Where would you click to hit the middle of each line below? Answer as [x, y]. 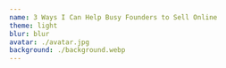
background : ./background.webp [67, 50]
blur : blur [29, 34]
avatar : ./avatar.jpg [50, 42]
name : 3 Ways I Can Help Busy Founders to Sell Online [113, 17]
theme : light [33, 26]
